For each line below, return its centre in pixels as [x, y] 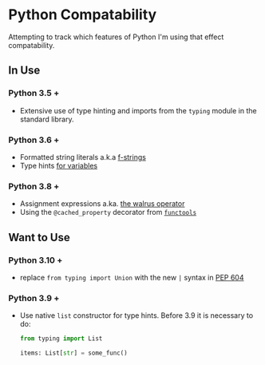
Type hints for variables [59, 165]
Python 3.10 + [36, 260]
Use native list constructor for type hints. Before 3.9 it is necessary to [136, 315]
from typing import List [61, 339]
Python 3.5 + [34, 93]
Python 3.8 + [34, 186]
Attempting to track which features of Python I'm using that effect [116, 37]
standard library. [47, 119]
